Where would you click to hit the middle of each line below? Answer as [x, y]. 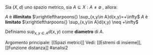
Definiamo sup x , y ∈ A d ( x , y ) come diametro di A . [55, 32]
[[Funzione [16, 48]
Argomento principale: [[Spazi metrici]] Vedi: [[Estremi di [63, 42]
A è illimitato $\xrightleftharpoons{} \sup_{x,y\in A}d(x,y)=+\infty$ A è [76, 17]
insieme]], [131, 42]
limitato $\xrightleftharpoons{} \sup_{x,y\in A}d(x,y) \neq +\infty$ [72, 22]
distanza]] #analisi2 [48, 48]
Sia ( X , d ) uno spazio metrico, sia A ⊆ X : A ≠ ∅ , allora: [61, 7]
